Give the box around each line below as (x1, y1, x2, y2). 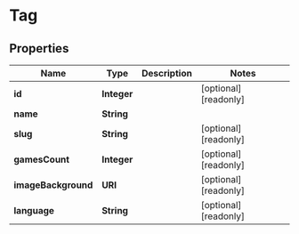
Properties (9, 41, 69, 56)
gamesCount (13, 153, 69, 165)
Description (141, 68, 193, 79)
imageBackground (13, 179, 93, 191)
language (13, 205, 55, 216)
